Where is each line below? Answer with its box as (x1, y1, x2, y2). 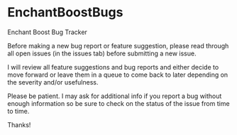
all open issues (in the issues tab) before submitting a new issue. (7, 49, 197, 58)
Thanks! (7, 120, 31, 129)
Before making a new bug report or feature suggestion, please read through (7, 41, 229, 50)
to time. (7, 107, 30, 115)
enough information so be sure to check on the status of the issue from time (7, 99, 230, 107)
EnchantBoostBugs (7, 4, 123, 21)
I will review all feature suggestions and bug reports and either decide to (7, 63, 219, 71)
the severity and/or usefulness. (7, 77, 99, 86)
